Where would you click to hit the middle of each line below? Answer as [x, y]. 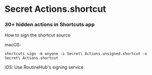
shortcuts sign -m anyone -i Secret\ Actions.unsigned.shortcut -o [76, 54]
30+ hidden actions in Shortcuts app [50, 25]
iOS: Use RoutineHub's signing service [44, 67]
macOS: [13, 45]
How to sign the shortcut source [38, 35]
